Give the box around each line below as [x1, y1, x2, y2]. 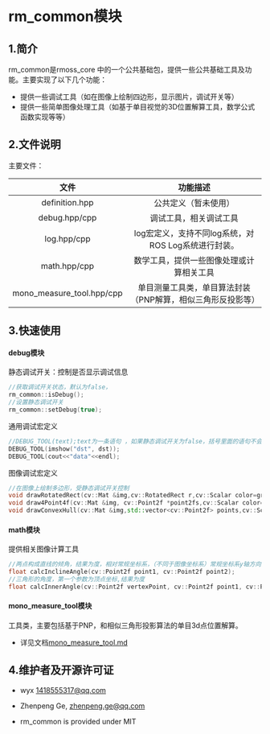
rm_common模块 [8, 7, 122, 26]
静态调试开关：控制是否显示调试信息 [8, 367, 129, 377]
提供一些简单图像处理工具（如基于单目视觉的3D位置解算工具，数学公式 [19, 102, 256, 111]
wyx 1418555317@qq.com [19, 685, 107, 695]
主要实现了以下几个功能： [22, 75, 107, 85]
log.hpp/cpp [44, 233, 91, 244]
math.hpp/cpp [40, 260, 95, 271]
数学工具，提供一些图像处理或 [133, 254, 247, 266]
